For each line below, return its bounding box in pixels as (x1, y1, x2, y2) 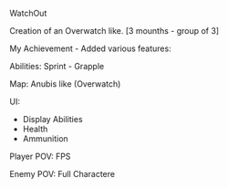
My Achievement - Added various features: (9, 43, 171, 54)
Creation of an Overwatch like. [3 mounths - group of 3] (9, 26, 220, 36)
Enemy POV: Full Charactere (9, 169, 116, 179)
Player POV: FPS (9, 151, 71, 162)
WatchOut (9, 8, 47, 18)
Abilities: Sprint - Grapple (9, 61, 105, 71)
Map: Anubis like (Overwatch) (9, 78, 121, 89)
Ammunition (22, 133, 68, 144)
